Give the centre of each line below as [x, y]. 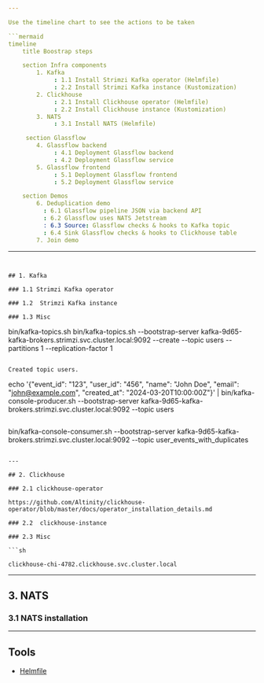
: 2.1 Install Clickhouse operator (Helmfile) [132, 102]
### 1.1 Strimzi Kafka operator [61, 289]
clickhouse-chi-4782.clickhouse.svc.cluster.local [93, 564]
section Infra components [65, 65]
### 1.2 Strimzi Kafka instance [63, 303]
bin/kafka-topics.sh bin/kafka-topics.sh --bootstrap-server [104, 331]
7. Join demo [58, 240]
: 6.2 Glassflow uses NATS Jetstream [105, 218]
